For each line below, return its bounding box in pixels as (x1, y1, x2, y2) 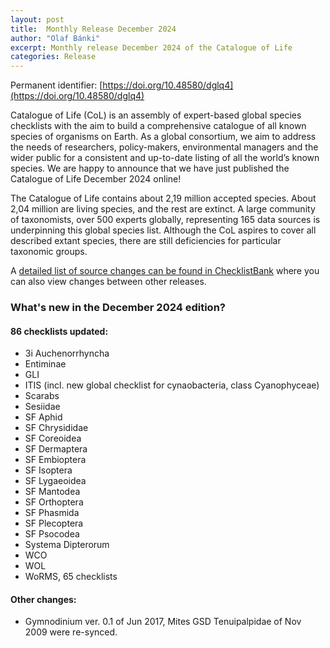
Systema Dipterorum (24, 539, 110, 551)
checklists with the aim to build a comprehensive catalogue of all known (10, 120, 307, 132)
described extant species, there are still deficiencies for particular (10, 235, 282, 247)
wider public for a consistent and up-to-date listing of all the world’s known (10, 152, 320, 164)
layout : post (10, 14, 65, 25)
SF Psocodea (24, 528, 80, 540)
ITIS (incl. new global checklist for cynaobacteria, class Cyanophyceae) (24, 379, 320, 391)
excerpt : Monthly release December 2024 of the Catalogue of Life (10, 42, 293, 53)
